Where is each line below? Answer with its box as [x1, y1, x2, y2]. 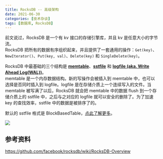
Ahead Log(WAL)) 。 [5, 69, 46, 76]
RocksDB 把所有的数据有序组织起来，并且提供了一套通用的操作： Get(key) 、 [5, 47, 157, 53]
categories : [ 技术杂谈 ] [5, 16, 50, 21]
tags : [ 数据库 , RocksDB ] [5, 20, 54, 26]
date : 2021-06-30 [5, 12, 40, 17]
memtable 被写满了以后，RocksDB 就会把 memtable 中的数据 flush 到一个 [5, 88, 153, 94]
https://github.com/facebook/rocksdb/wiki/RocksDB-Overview [5, 148, 131, 154]
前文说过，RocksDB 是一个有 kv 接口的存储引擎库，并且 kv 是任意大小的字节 [5, 35, 158, 40]
